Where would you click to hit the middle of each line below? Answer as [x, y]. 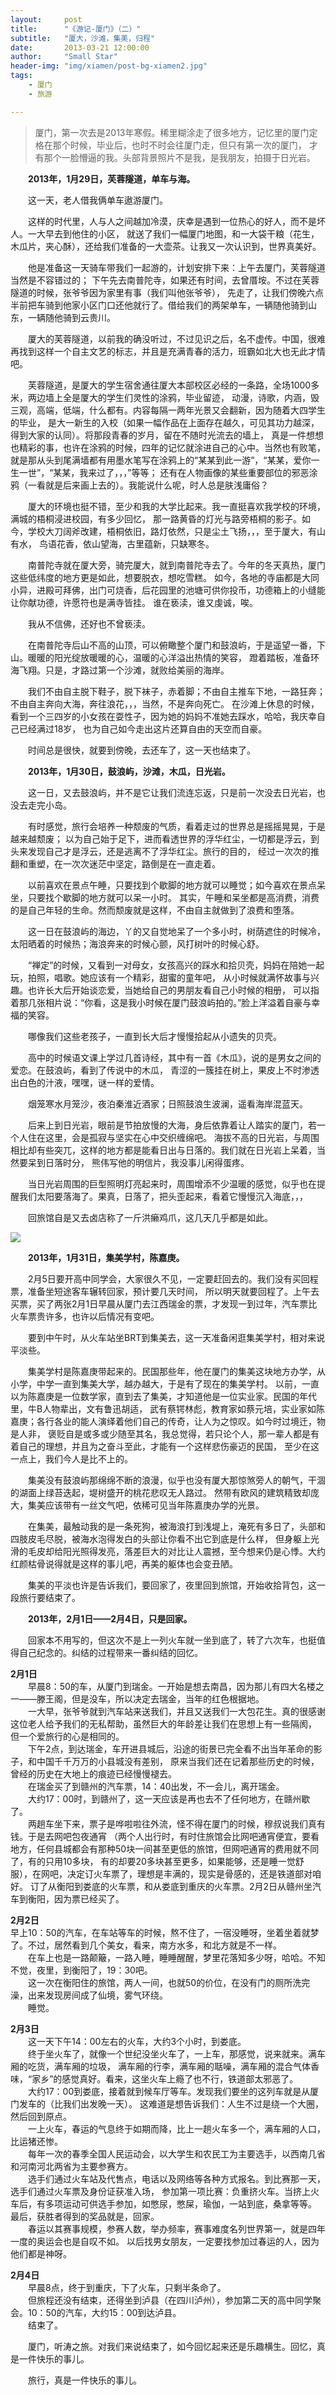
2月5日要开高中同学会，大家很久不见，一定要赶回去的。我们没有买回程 [173, 1278]
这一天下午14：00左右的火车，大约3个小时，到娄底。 [137, 2041]
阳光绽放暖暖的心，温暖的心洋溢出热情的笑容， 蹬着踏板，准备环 [186, 657]
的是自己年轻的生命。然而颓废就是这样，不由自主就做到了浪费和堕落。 [155, 910]
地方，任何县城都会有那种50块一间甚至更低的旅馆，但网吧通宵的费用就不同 [165, 1848]
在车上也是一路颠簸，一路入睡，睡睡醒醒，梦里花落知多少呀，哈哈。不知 [176, 1957]
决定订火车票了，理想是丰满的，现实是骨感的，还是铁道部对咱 [194, 1873]
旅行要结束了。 [49, 1597]
